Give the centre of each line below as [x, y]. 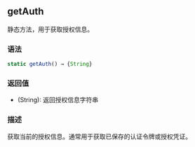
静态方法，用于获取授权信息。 [50, 29]
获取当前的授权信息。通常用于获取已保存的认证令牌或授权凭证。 [99, 136]
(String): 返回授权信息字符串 [58, 100]
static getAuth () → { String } [50, 64]
